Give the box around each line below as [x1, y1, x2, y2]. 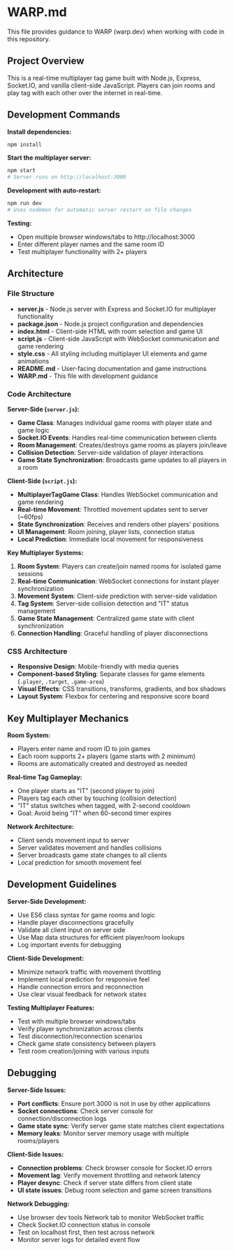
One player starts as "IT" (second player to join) [17, 787, 155, 795]
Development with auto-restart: [7, 186, 101, 195]
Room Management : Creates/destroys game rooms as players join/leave [17, 440, 227, 449]
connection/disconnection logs [17, 1114, 107, 1122]
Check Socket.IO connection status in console [17, 1220, 151, 1229]
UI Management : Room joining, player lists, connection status [17, 527, 196, 536]
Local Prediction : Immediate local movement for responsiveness [17, 535, 204, 543]
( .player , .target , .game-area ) [17, 677, 105, 686]
